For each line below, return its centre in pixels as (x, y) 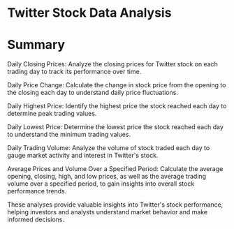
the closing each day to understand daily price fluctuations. (93, 93)
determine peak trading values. (52, 114)
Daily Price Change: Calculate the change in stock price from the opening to (117, 85)
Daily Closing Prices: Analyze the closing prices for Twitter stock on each (113, 64)
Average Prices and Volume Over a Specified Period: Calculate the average (115, 169)
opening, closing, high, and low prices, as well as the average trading (107, 177)
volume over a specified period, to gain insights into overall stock (101, 184)
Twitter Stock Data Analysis (89, 13)
